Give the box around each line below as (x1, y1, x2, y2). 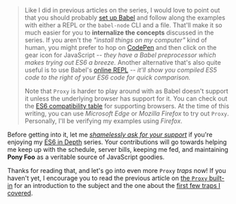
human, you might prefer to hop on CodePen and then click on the (24, 44, 217, 51)
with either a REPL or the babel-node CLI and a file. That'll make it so (24, 21, 223, 29)
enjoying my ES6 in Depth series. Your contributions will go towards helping (7, 138, 228, 146)
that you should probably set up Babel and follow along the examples (24, 13, 225, 22)
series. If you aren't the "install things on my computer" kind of (24, 36, 208, 44)
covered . (7, 189, 33, 197)
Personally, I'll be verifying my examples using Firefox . (24, 117, 183, 125)
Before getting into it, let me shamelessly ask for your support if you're (7, 130, 213, 139)
